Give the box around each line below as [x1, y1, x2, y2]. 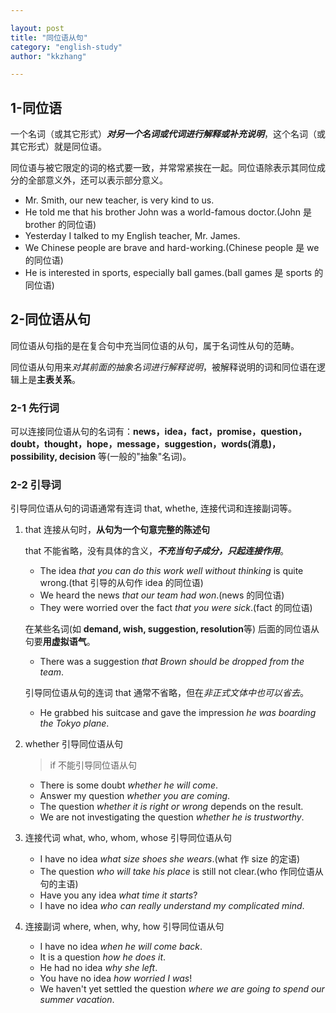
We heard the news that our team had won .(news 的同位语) [39, 589, 285, 601]
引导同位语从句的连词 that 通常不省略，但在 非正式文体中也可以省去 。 [24, 687, 309, 699]
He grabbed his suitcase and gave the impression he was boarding [39, 707, 317, 719]
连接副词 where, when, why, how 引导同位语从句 [24, 921, 225, 933]
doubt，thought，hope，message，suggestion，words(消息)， [10, 438, 282, 450]
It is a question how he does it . [39, 951, 167, 963]
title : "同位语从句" [10, 32, 88, 43]
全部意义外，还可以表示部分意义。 [27, 174, 168, 186]
